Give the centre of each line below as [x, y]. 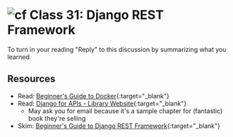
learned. [19, 57]
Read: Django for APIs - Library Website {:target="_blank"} [102, 103]
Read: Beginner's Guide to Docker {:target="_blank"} [93, 96]
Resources [31, 79]
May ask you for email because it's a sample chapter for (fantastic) [125, 111]
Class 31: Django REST [97, 15]
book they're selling [57, 118]
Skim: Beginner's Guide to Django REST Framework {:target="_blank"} [119, 126]
